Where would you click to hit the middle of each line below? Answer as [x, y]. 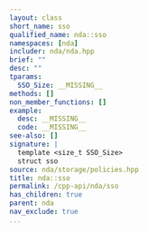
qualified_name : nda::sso [58, 34]
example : [26, 111]
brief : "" [28, 60]
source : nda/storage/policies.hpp [74, 169]
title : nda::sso [40, 178]
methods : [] [32, 93]
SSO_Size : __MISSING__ [60, 85]
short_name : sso [40, 26]
